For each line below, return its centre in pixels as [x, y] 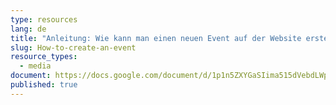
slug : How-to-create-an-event [73, 47]
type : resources [44, 19]
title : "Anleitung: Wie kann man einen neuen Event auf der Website [156, 38]
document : [31, 76]
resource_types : [44, 57]
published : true [44, 85]
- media [35, 66]
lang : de [28, 29]
